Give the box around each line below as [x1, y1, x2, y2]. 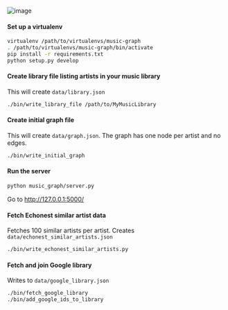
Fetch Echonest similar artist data [7, 211, 106, 219]
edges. [7, 139, 27, 147]
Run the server [7, 167, 51, 175]
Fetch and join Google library [7, 261, 92, 269]
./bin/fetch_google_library [7, 290, 89, 297]
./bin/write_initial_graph [7, 152, 85, 159]
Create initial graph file [7, 116, 75, 124]
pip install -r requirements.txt [7, 51, 104, 58]
